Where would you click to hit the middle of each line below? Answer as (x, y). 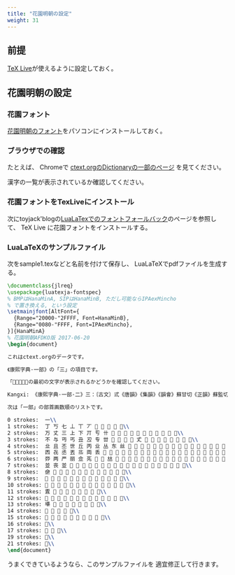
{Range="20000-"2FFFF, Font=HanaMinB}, (72, 318)
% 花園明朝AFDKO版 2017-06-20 (49, 338)
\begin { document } (33, 344)
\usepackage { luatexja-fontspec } (54, 292)
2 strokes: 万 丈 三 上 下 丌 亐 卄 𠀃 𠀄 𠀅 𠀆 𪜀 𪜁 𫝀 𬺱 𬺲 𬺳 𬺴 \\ (95, 433)
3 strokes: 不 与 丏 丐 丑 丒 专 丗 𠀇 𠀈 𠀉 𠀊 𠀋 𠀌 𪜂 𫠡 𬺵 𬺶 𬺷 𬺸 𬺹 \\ (103, 439)
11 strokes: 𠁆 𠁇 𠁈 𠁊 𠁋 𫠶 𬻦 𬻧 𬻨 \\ (57, 491)
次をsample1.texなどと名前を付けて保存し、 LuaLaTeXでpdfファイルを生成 (114, 264)
